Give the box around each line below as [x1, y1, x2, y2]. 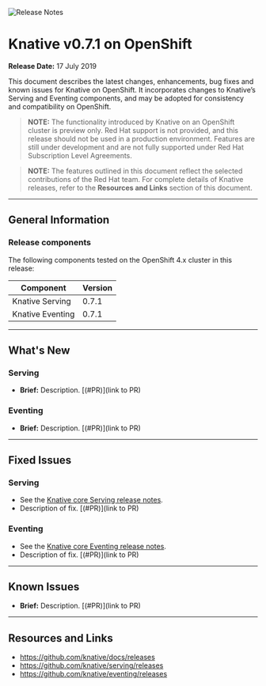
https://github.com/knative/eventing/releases [19, 669, 168, 679]
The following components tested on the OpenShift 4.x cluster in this [8, 255, 232, 264]
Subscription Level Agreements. [27, 150, 133, 160]
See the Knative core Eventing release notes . [19, 541, 166, 551]
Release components [8, 237, 91, 248]
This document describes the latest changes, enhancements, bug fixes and [8, 76, 254, 86]
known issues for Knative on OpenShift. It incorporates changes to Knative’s [8, 85, 256, 94]
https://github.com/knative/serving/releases [19, 661, 164, 670]
